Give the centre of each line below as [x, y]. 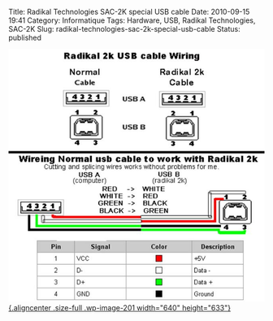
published [25, 37]
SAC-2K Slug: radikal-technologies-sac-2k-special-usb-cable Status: [125, 29]
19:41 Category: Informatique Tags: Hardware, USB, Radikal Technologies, [132, 20]
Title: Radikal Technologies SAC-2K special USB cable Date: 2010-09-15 [129, 12]
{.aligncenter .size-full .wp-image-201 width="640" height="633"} [120, 308]
